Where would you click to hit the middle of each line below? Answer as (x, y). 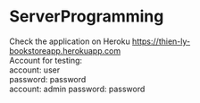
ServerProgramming (87, 17)
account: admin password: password (77, 89)
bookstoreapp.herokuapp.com (65, 50)
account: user (35, 70)
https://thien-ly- (161, 41)
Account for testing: (46, 60)
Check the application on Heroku (70, 41)
